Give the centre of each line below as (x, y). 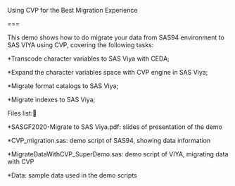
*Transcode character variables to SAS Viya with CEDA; (89, 58)
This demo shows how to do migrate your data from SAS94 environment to (116, 37)
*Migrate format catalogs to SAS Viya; (63, 86)
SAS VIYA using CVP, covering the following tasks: (81, 45)
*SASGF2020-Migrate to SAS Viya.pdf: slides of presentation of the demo (115, 127)
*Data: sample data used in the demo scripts (72, 175)
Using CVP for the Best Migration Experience (72, 10)
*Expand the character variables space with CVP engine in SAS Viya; (108, 72)
